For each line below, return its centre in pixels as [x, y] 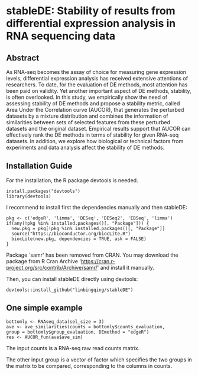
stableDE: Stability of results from [91, 11]
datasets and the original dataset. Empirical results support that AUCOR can [98, 129]
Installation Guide [39, 166]
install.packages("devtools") [43, 191]
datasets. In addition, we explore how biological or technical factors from [95, 141]
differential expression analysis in [91, 23]
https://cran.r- [98, 261]
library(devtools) [29, 196]
